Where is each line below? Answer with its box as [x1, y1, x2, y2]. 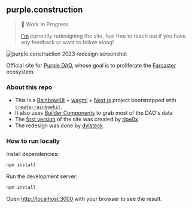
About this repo [6, 83, 53, 91]
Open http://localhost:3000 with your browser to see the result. [6, 195, 163, 203]
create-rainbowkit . [14, 103, 63, 110]
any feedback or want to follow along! [20, 38, 114, 45]
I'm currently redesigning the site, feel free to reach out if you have [20, 32, 186, 39]
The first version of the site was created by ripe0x [14, 116, 139, 123]
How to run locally [6, 137, 60, 145]
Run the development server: [6, 173, 78, 180]
